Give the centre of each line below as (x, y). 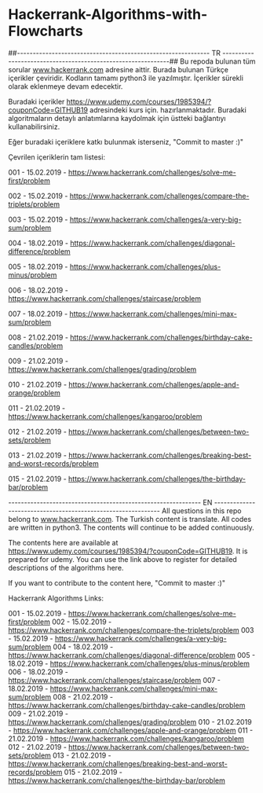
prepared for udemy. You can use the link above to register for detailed (122, 559)
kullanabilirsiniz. (34, 127)
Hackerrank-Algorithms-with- (108, 15)
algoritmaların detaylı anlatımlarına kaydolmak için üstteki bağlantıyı (117, 118)
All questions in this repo (202, 510)
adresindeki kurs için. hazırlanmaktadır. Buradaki (168, 110)
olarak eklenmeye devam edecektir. (66, 86)
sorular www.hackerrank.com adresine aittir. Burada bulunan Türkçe (119, 69)
